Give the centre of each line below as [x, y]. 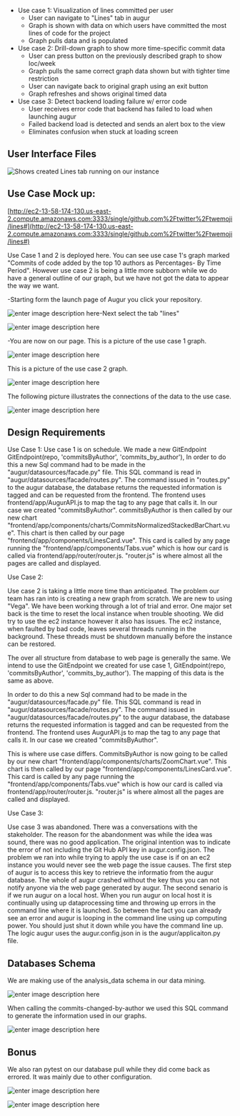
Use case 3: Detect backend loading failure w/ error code [102, 101]
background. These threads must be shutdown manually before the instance [120, 637]
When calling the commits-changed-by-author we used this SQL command [118, 1008]
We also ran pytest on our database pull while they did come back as [109, 1070]
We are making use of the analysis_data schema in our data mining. [106, 980]
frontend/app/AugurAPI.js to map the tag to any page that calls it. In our [112, 503]
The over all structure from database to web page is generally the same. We [119, 658]
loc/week [42, 63]
